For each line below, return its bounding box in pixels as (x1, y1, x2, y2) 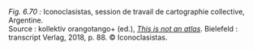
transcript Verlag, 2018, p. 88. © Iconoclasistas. (8, 32, 168, 42)
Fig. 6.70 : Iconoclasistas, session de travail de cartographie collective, (8, 7, 245, 16)
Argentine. (8, 15, 44, 25)
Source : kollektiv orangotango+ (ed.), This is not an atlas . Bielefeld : (8, 24, 238, 33)
